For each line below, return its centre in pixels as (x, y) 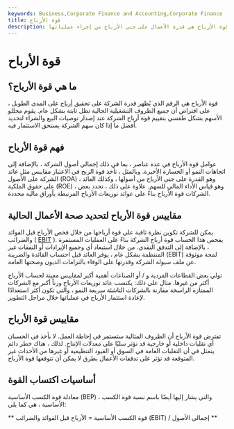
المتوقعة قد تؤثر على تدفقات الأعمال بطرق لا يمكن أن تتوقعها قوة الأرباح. (101, 358)
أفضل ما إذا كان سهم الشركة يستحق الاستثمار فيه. (73, 125)
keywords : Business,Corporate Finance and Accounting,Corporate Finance (115, 14)
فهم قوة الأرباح (36, 147)
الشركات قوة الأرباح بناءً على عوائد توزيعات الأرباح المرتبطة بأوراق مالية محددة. (109, 194)
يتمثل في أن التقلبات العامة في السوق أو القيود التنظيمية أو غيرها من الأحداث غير (111, 350)
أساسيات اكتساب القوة (52, 380)
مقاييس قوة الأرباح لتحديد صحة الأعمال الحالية (95, 215)
